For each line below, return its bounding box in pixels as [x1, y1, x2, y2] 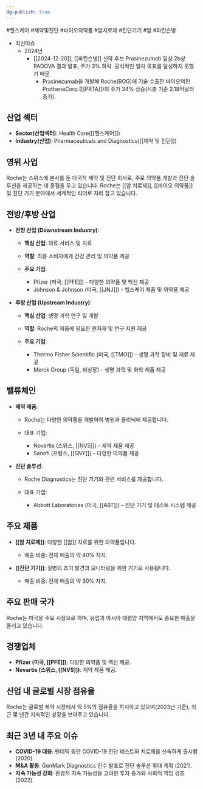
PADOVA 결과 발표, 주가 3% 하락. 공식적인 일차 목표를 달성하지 [33, 62, 184, 70]
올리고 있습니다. [6, 622, 44, 629]
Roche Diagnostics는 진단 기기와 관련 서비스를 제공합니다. [24, 475, 164, 483]
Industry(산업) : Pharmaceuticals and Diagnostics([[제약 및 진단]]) [15, 137, 177, 145]
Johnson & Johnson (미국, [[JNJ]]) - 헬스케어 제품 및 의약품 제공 [33, 286, 190, 294]
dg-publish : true [6, 9, 50, 15]
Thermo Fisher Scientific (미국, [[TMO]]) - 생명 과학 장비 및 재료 [33, 351, 189, 358]
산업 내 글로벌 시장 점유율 [6, 686, 95, 696]
